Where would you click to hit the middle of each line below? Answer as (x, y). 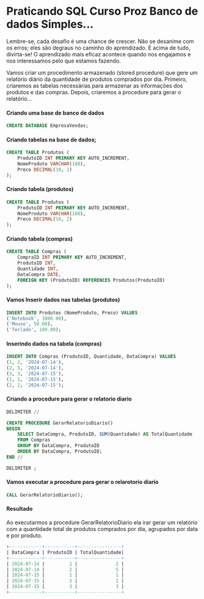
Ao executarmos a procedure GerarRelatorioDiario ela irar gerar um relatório (102, 522)
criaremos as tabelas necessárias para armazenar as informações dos (95, 85)
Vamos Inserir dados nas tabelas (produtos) (63, 300)
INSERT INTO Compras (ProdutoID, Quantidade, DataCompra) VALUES (91, 356)
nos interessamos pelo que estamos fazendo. (64, 61)
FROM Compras (34, 440)
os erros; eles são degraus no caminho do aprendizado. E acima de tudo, (98, 48)
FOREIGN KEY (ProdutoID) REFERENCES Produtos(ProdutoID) (91, 280)
